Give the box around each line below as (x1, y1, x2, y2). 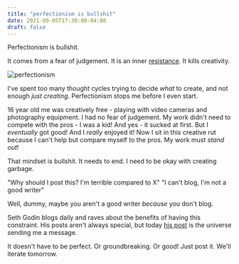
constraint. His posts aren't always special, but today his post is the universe (7, 221, 232, 229)
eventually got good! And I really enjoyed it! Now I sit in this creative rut (7, 128, 217, 137)
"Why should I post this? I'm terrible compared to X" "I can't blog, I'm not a (7, 178, 226, 187)
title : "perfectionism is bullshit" (7, 10, 116, 18)
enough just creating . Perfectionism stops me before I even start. (7, 92, 198, 100)
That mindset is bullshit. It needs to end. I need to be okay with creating (7, 157, 217, 165)
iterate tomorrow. (7, 250, 58, 258)
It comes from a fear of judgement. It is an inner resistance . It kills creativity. (7, 57, 230, 65)
